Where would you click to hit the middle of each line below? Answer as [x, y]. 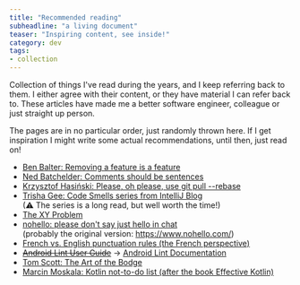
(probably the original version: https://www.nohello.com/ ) [128, 233]
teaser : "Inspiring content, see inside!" [90, 34]
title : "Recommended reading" [66, 17]
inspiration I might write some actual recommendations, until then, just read [148, 140]
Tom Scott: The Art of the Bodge [82, 262]
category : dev [36, 43]
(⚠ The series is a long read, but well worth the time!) [121, 205]
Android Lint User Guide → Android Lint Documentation [124, 253]
